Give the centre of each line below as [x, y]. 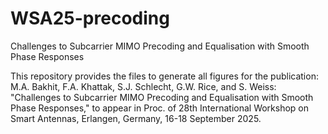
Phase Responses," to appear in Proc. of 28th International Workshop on [160, 108]
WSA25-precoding [90, 18]
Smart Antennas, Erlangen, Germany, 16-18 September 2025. [136, 118]
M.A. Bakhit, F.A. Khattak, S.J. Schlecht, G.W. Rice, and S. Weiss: [143, 86]
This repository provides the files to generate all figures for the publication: [164, 76]
